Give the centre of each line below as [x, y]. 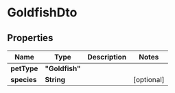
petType [24, 68]
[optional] [149, 80]
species [24, 80]
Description [107, 57]
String [55, 80]
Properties [30, 38]
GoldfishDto [42, 13]
